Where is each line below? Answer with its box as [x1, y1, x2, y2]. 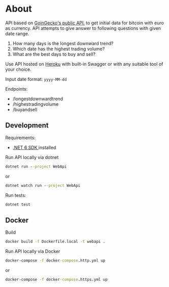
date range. [5, 30, 29, 36]
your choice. [5, 66, 31, 72]
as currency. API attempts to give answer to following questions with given [5, 25, 161, 31]
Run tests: [5, 192, 26, 198]
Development [5, 121, 49, 130]
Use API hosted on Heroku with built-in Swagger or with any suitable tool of [5, 61, 163, 67]
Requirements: [5, 135, 36, 141]
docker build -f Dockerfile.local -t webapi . [5, 239, 106, 244]
